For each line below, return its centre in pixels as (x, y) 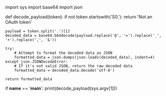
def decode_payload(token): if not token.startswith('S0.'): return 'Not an (79, 17)
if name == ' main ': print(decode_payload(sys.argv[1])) (61, 88)
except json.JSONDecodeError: (37, 62)
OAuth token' (19, 22)
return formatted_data (29, 79)
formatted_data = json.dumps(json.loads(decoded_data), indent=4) (84, 57)
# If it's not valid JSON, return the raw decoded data (74, 66)
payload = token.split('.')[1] (38, 31)
